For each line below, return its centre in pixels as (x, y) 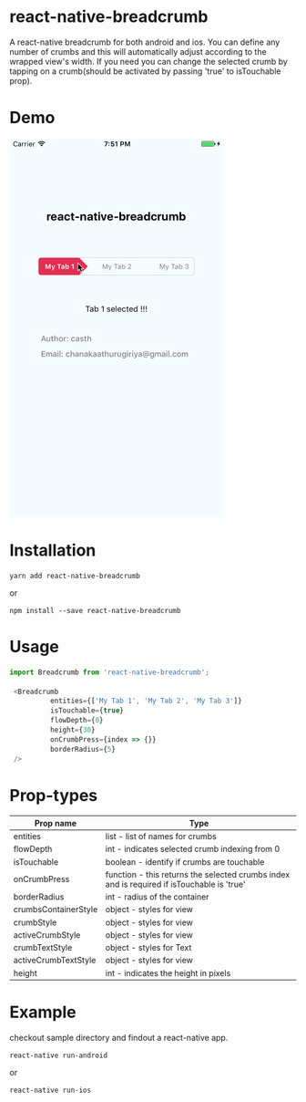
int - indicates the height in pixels (168, 972)
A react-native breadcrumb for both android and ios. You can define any (145, 42)
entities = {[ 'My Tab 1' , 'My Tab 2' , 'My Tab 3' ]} (146, 701)
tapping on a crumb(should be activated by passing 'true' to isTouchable (145, 71)
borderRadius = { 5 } (83, 749)
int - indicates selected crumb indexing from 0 (193, 849)
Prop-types (54, 795)
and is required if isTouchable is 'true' (175, 884)
